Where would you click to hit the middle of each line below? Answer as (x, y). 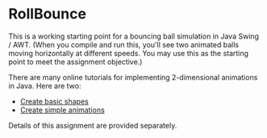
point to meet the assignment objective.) (75, 62)
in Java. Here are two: (45, 86)
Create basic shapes (54, 101)
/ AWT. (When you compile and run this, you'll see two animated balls (124, 44)
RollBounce (48, 14)
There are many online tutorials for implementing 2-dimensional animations (133, 77)
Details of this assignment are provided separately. (93, 125)
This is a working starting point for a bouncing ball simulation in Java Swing (134, 36)
